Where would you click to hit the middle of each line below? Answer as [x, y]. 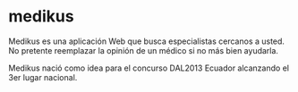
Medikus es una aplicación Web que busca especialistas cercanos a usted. [147, 41]
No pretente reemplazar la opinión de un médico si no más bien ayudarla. [144, 50]
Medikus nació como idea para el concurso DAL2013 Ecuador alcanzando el [149, 68]
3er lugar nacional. [43, 77]
